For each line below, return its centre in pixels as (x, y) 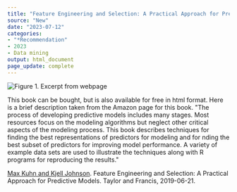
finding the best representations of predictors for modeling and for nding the (119, 137)
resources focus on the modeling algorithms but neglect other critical (108, 122)
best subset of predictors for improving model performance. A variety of (113, 144)
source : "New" (28, 20)
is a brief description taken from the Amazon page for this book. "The (108, 107)
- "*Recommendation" (38, 40)
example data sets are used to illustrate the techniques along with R (106, 152)
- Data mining (28, 53)
